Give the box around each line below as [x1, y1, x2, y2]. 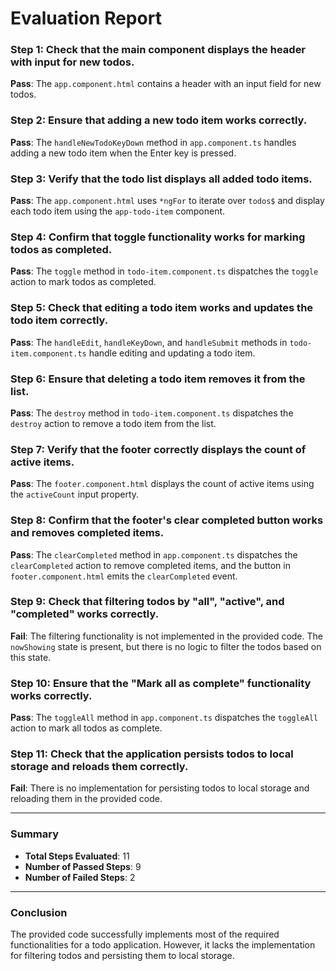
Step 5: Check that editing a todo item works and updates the [10, 301, 314, 315]
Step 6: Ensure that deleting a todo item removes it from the [10, 372, 306, 386]
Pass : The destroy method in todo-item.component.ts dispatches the [10, 407, 294, 419]
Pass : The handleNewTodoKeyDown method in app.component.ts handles [10, 136, 297, 148]
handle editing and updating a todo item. [88, 347, 256, 359]
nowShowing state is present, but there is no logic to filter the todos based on [10, 640, 322, 652]
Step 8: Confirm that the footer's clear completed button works [10, 513, 324, 527]
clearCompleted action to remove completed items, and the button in [10, 559, 291, 571]
